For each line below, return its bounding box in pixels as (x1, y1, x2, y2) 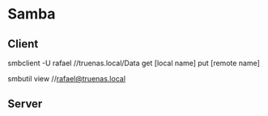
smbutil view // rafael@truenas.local (7, 74, 126, 83)
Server (7, 97, 43, 111)
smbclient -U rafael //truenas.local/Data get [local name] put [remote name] (7, 58, 261, 68)
